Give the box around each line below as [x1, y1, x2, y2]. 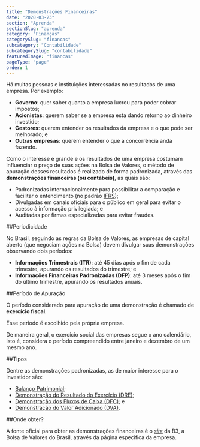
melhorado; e [14, 131, 48, 138]
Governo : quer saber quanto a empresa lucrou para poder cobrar [14, 99, 177, 106]
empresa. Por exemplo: [6, 88, 63, 95]
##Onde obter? [6, 416, 44, 423]
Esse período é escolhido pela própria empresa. [6, 319, 125, 327]
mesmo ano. [6, 344, 37, 351]
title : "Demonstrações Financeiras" [6, 8, 98, 15]
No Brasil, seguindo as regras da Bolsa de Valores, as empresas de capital [6, 235, 190, 242]
